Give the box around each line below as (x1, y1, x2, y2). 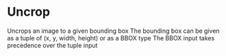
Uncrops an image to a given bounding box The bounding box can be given (7, 27, 221, 35)
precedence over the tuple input (7, 41, 98, 49)
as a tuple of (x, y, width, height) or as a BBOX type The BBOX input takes (7, 33, 215, 42)
